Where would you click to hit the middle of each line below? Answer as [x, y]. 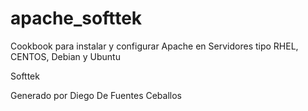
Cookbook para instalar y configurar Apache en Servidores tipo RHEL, [154, 46]
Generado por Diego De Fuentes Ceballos [96, 95]
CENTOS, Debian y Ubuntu [65, 56]
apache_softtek [76, 18]
